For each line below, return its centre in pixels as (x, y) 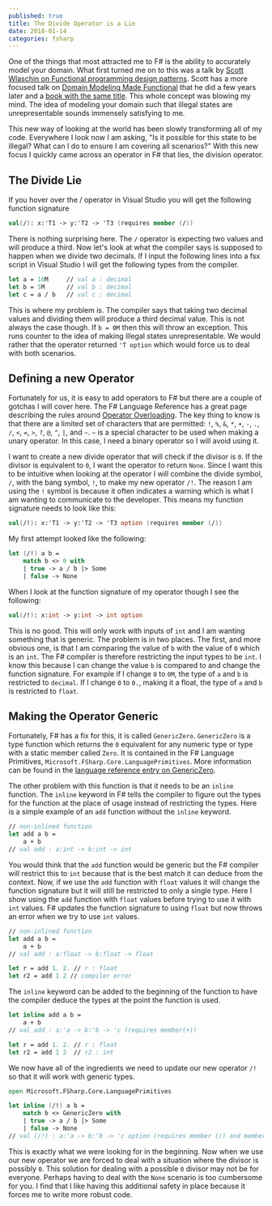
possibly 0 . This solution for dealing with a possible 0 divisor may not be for (134, 1169)
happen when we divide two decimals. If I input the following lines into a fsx (134, 255)
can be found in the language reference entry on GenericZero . (112, 770)
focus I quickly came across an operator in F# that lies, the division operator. (136, 155)
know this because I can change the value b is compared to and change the (134, 665)
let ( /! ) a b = (34, 554)
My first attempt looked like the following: (77, 539)
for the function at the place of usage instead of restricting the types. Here (133, 803)
